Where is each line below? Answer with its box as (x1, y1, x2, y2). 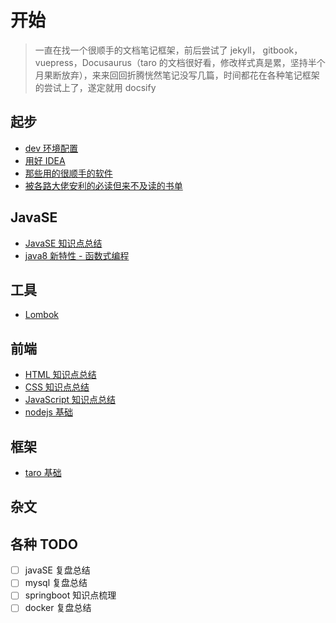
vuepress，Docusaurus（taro (34, 56, 157, 68)
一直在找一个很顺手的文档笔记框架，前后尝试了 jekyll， (34, 44, 261, 56)
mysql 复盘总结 (24, 577, 88, 589)
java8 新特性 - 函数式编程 (24, 249, 130, 261)
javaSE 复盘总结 (24, 564, 91, 576)
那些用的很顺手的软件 (24, 167, 113, 179)
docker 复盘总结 (24, 602, 92, 614)
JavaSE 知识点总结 (24, 237, 103, 249)
